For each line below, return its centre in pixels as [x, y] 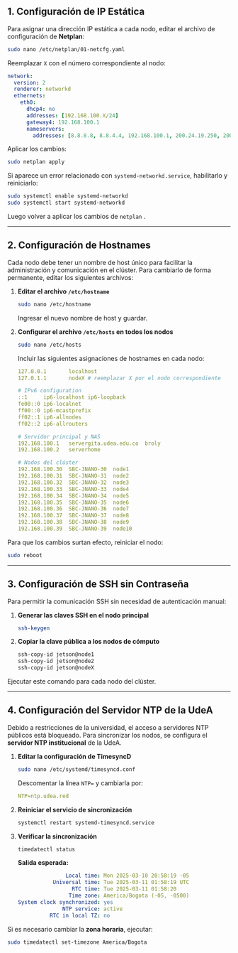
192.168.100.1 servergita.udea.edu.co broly [89, 443]
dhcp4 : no [40, 109]
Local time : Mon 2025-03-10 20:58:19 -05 [127, 876]
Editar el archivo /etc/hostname [63, 291]
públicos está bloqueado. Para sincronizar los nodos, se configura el [107, 735]
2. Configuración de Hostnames [79, 246]
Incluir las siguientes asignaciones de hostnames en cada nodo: [111, 358]
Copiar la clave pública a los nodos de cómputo [89, 642]
